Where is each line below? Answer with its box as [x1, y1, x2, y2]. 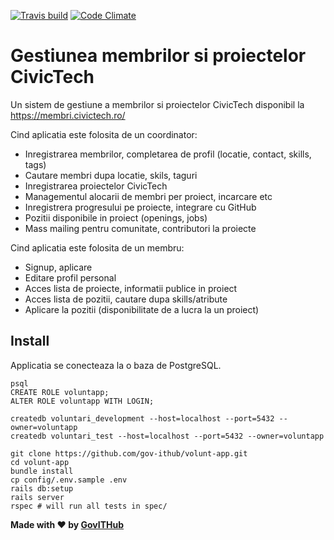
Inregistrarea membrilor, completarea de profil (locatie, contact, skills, [24, 148, 312, 160]
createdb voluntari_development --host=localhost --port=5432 [10, 413, 275, 424]
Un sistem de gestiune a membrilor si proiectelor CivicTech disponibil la [10, 98, 305, 110]
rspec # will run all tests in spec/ [10, 501, 168, 511]
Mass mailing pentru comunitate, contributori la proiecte [24, 222, 257, 234]
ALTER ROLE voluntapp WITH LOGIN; [10, 396, 155, 406]
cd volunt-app [10, 457, 70, 467]
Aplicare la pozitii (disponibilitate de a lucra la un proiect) [24, 303, 260, 315]
